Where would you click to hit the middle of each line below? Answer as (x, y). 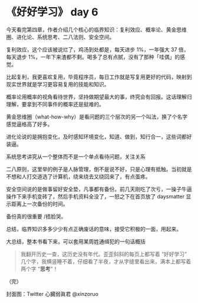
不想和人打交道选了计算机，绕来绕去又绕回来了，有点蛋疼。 (78, 176)
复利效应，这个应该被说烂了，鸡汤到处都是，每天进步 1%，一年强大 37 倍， (98, 49)
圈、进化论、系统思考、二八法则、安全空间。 (60, 37)
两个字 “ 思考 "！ (39, 269)
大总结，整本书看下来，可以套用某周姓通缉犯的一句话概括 (76, 241)
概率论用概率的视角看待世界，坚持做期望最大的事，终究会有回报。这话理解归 (99, 97)
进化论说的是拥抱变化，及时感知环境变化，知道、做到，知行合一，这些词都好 (99, 136)
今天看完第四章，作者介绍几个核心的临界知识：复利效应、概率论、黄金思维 (96, 30)
